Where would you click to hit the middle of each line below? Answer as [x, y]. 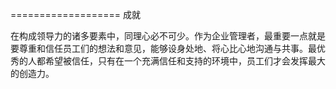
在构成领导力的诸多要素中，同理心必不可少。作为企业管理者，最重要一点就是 [168, 36]
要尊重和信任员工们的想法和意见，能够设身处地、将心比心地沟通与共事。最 [163, 48]
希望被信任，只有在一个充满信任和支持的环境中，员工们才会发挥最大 [185, 61]
